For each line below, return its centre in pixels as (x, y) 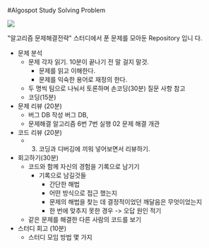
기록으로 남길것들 (62, 175)
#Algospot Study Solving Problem (56, 10)
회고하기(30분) (38, 158)
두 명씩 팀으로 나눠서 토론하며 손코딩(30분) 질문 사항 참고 (107, 88)
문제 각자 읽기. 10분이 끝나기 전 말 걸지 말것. (89, 62)
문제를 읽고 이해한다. (67, 71)
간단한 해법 (64, 184)
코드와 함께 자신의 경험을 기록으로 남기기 (84, 166)
